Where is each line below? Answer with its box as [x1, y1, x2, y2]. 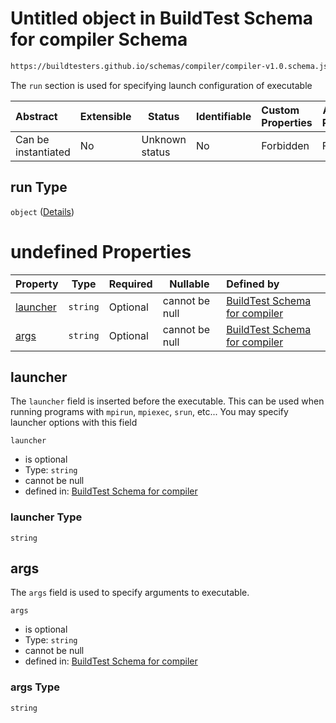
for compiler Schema [10, 28, 188, 51]
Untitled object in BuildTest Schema [10, 7, 313, 30]
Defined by [226, 277, 280, 291]
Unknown [141, 132, 187, 146]
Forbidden [261, 138, 310, 152]
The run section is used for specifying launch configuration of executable [10, 79, 313, 91]
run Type [10, 179, 68, 196]
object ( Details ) [10, 205, 75, 217]
